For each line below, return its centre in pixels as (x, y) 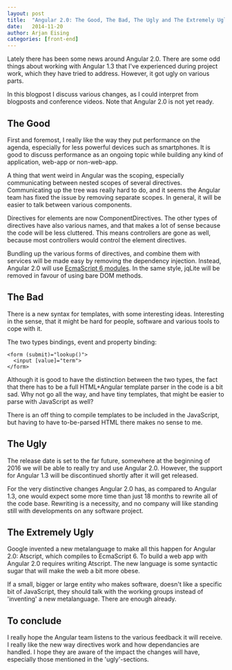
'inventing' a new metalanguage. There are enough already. (92, 599)
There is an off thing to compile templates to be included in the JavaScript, (113, 414)
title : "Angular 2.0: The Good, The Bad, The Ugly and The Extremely (111, 20)
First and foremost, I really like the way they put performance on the (104, 140)
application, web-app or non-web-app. (63, 162)
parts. (16, 81)
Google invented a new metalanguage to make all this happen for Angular (112, 549)
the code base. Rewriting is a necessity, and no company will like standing (113, 503)
